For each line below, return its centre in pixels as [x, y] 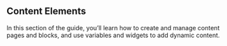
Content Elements [46, 11]
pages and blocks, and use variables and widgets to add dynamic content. [113, 35]
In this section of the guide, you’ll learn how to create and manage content [113, 27]
